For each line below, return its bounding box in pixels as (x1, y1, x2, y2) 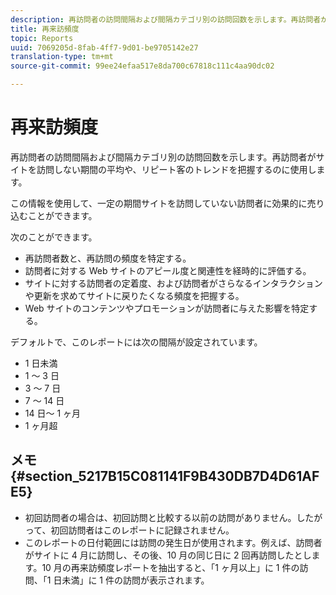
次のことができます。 (10, 231, 98, 243)
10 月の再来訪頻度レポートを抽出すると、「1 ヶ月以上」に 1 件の (41, 561, 300, 573)
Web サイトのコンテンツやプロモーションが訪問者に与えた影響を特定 (24, 302, 310, 314)
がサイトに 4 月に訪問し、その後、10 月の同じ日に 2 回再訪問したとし (24, 549, 312, 561)
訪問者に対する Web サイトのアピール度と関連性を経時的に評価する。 (24, 264, 312, 276)
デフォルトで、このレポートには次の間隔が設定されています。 (10, 336, 263, 348)
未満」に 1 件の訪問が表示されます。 (61, 574, 210, 586)
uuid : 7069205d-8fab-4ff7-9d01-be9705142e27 (10, 42, 199, 53)
